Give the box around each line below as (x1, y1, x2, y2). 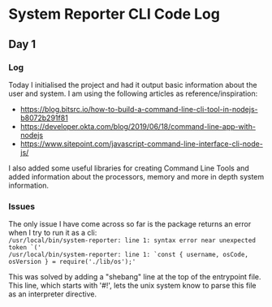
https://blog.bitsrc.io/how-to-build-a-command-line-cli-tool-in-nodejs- (19, 104, 258, 114)
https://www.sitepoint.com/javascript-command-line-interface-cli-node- (19, 139, 264, 149)
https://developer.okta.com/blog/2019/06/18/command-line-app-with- (19, 121, 256, 131)
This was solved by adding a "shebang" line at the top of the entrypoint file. (8, 272, 261, 282)
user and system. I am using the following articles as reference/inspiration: (8, 89, 258, 98)
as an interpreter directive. (8, 289, 97, 299)
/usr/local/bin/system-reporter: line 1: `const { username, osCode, (8, 251, 249, 259)
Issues (8, 201, 36, 212)
